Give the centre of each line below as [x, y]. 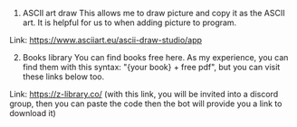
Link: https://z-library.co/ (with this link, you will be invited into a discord [144, 94]
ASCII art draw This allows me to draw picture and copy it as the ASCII [153, 13]
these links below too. [63, 77]
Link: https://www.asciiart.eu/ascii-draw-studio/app [105, 40]
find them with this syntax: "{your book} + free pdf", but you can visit [151, 67]
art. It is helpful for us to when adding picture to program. [129, 23]
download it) [33, 113]
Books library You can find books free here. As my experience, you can [155, 57]
